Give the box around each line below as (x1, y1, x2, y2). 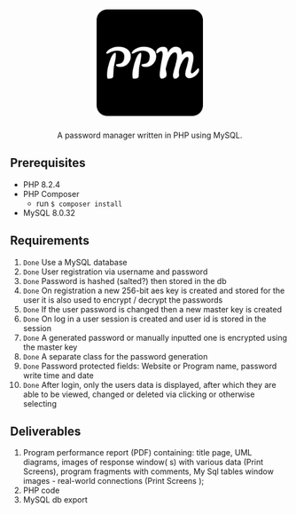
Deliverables (10, 423, 82, 439)
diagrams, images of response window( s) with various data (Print (22, 457, 264, 468)
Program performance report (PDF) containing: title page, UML (22, 447, 253, 458)
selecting (22, 398, 57, 408)
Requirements (10, 233, 90, 249)
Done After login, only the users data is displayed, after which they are (22, 379, 277, 390)
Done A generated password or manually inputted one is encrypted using (22, 332, 287, 343)
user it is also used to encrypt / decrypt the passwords (22, 294, 223, 305)
